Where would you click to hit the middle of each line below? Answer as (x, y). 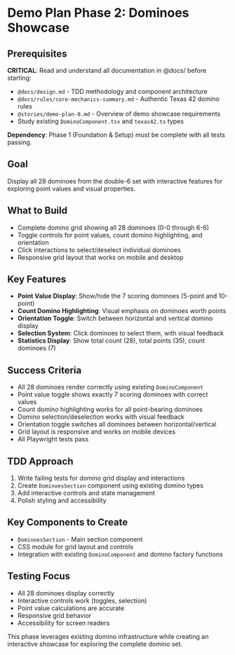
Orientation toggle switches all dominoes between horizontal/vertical (117, 425)
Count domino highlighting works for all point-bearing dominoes (110, 409)
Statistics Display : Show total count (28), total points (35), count (111, 340)
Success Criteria (45, 370)
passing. (20, 142)
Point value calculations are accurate (71, 608)
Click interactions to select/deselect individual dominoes (99, 249)
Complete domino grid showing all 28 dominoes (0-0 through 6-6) (113, 227)
